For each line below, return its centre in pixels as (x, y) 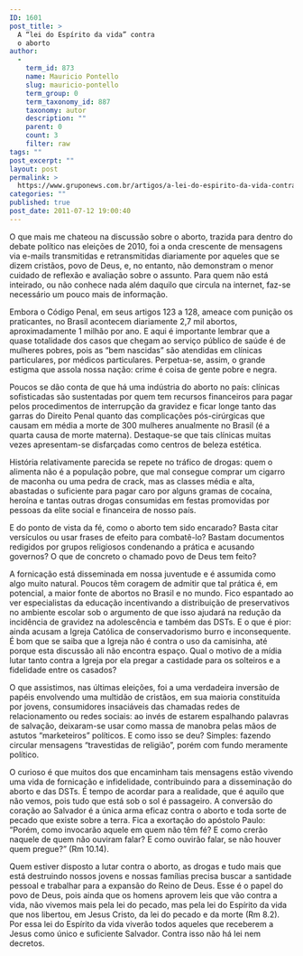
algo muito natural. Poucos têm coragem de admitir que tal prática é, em (143, 583)
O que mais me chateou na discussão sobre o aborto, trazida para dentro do (151, 237)
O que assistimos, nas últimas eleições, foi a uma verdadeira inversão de (144, 687)
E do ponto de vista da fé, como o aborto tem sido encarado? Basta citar (144, 527)
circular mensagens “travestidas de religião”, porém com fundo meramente (149, 745)
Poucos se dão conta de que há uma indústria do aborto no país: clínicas (145, 387)
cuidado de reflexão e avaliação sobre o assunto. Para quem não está (139, 275)
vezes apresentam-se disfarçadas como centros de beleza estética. (135, 445)
